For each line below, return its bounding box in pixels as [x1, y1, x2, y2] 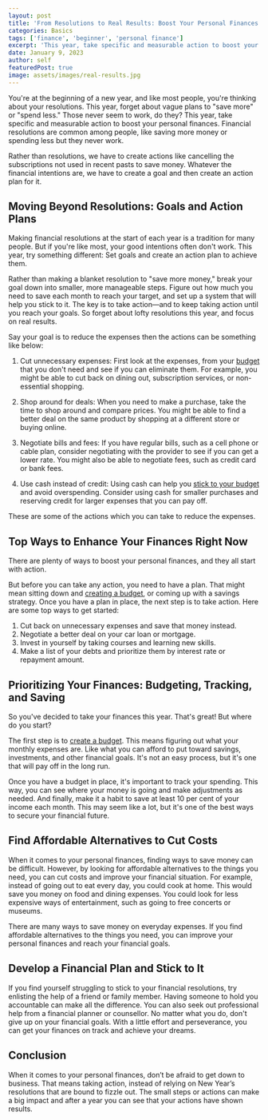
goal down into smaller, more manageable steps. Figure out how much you [8, 283, 254, 293]
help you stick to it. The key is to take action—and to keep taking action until [8, 300, 259, 309]
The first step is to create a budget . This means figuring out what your [8, 736, 239, 746]
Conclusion [8, 1049, 67, 1062]
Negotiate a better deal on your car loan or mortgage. [19, 629, 196, 640]
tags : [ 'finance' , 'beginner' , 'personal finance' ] [8, 34, 183, 42]
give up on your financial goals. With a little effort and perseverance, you [8, 1017, 247, 1026]
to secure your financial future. [8, 811, 110, 820]
